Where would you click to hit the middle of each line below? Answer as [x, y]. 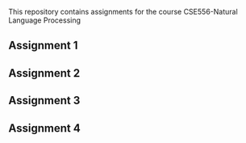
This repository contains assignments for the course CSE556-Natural [123, 12]
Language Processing [45, 20]
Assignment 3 [44, 101]
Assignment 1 [43, 46]
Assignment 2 [44, 73]
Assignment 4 [44, 128]
